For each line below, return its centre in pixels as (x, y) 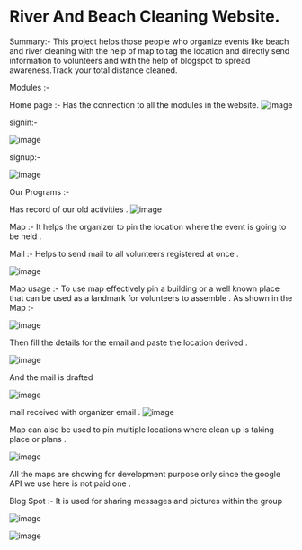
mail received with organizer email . (75, 412)
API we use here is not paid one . (71, 483)
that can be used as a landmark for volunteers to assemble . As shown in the (151, 297)
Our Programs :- (40, 191)
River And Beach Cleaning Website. (145, 17)
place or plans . (38, 439)
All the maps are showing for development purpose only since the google (145, 474)
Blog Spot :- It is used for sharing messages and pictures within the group (146, 501)
